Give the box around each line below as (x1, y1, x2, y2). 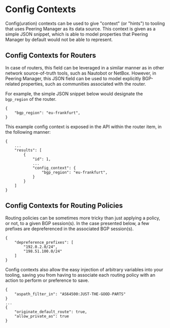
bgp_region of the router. (5, 96, 57, 102)
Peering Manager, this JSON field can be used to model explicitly (5, 75, 141, 82)
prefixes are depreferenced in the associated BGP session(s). (5, 226, 134, 232)
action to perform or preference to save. (5, 277, 89, 283)
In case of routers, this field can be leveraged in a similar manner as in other (5, 64, 164, 70)
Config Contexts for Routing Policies (5, 201, 123, 210)
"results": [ (14, 148, 42, 153)
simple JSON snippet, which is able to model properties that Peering (5, 31, 148, 37)
